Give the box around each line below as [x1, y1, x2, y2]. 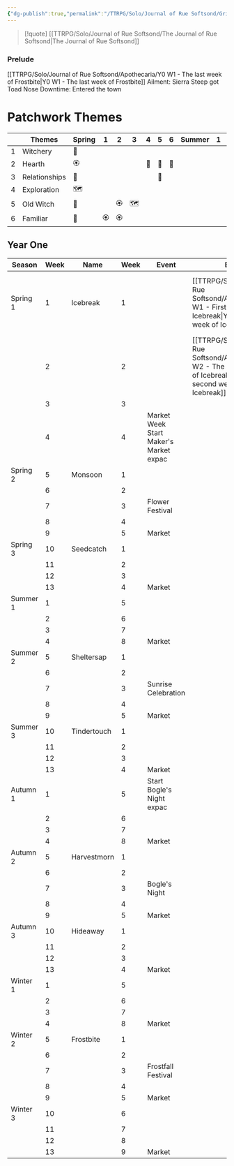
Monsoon [71, 469, 102, 479]
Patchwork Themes [7, 110, 123, 126]
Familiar [22, 214, 49, 223]
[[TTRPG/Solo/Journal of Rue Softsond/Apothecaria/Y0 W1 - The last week [7, 70, 222, 78]
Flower [147, 496, 170, 506]
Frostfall [147, 1061, 174, 1071]
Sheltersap [71, 652, 107, 662]
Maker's [147, 436, 174, 446]
